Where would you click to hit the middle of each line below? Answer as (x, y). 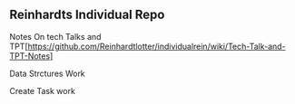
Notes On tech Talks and (55, 36)
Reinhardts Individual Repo (87, 15)
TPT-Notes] (31, 56)
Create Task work (42, 90)
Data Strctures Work (48, 73)
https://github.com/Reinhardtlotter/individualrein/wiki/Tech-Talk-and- (157, 46)
